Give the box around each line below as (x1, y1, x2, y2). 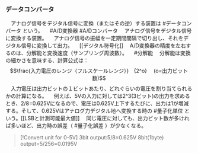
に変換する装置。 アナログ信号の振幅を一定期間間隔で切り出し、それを (5, 34, 184, 42)
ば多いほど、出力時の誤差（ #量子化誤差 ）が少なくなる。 (5, 122, 147, 129)
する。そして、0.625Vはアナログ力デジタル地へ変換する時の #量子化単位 (5, 107, 183, 114)
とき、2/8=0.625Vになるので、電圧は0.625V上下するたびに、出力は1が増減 (5, 100, 189, 107)
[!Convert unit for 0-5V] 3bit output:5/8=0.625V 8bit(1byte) (20, 134, 164, 141)
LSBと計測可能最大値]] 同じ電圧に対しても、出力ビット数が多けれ (24, 114, 190, 122)
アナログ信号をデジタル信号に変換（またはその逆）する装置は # (10, 20, 167, 27)
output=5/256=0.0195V (20, 141, 78, 148)
